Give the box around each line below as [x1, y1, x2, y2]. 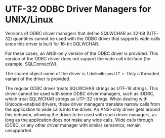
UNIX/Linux [5, 14, 53, 25]
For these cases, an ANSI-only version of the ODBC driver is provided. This [5, 50, 158, 56]
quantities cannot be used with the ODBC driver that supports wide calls [13, 36, 161, 42]
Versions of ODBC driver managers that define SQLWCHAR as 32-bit [5, 30, 146, 36]
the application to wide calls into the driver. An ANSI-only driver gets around [5, 106, 161, 112]
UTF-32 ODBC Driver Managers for [5, 3, 152, 15]
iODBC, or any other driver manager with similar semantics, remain [5, 122, 141, 128]
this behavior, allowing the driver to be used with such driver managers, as [5, 111, 157, 117]
